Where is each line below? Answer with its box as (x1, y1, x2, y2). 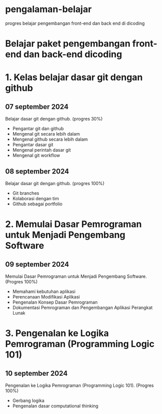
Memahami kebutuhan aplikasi (12, 288, 76, 294)
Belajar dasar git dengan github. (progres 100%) (5, 180, 105, 186)
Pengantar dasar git (12, 142, 54, 148)
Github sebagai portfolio (12, 201, 63, 207)
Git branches (12, 190, 39, 196)
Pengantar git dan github (12, 126, 64, 132)
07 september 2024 (5, 102, 69, 111)
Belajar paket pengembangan (5, 38, 130, 49)
